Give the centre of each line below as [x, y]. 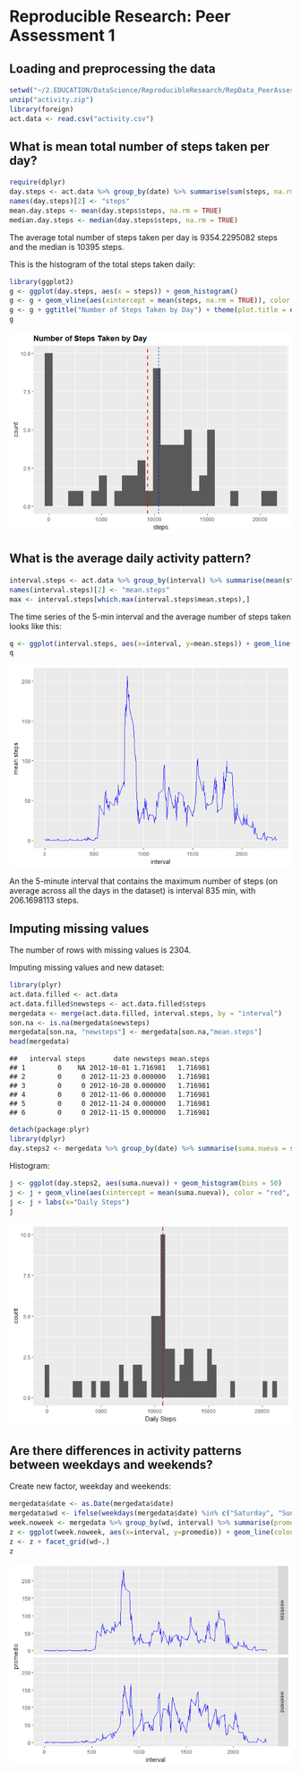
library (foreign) [42, 109]
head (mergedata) [39, 1042]
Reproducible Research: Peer [120, 17]
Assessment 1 [62, 35]
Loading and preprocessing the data [112, 69]
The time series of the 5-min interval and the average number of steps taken [150, 617]
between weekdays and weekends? [111, 1464]
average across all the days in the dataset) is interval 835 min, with [133, 891]
